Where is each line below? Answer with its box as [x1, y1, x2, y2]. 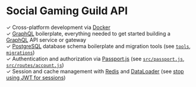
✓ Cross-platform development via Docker [6, 24, 111, 31]
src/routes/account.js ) [6, 61, 64, 69]
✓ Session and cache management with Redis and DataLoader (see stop [6, 67, 184, 75]
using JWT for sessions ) [6, 74, 66, 81]
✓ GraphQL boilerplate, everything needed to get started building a [6, 30, 171, 37]
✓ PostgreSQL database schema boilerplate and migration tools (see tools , [6, 43, 191, 50]
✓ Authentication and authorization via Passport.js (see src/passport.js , [6, 55, 185, 62]
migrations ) [6, 49, 35, 56]
